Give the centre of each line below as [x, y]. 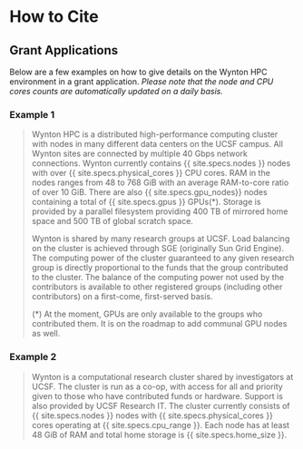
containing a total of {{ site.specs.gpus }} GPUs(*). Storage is [146, 202]
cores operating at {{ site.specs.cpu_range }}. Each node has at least [161, 425]
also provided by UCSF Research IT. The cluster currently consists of [161, 405]
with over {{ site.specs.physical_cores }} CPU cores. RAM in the [151, 173]
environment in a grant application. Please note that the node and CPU [142, 82]
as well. [46, 334]
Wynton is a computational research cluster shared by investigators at [162, 376]
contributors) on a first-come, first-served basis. [122, 297]
